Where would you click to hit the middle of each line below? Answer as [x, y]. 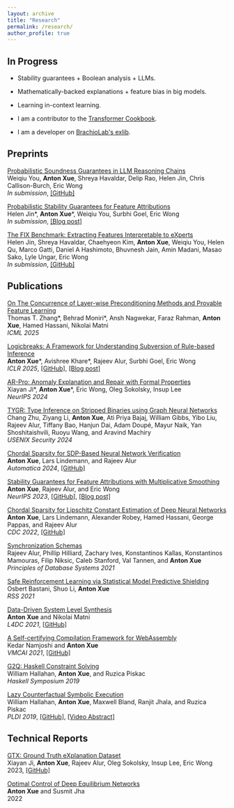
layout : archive [31, 14]
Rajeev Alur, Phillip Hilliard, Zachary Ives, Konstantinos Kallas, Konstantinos [115, 553]
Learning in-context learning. [59, 105]
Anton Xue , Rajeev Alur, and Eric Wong [64, 489]
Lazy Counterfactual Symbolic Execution [65, 694]
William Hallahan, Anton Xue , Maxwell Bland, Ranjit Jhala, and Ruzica [107, 701]
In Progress [32, 61]
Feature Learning [32, 310]
